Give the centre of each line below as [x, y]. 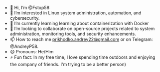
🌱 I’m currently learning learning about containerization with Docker [79, 23]
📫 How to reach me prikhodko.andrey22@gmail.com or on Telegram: [81, 39]
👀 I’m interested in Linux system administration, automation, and [76, 13]
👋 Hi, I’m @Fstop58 [30, 8]
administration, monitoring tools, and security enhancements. [73, 34]
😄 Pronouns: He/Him [32, 52]
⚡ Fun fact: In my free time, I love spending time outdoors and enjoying [82, 57]
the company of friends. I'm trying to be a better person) [68, 64]
